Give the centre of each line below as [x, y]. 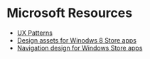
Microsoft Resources [70, 13]
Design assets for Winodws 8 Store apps [76, 40]
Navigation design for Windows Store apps [80, 48]
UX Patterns [34, 33]
